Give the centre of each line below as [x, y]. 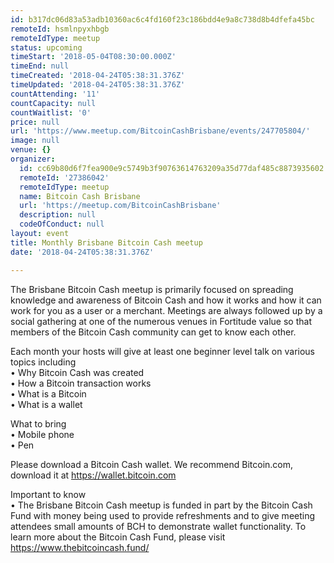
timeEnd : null [40, 66]
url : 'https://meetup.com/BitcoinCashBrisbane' [120, 206]
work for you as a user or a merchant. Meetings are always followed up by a [166, 310]
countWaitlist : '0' [51, 112]
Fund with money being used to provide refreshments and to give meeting [163, 515]
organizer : [33, 159]
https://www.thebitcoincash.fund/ [80, 547]
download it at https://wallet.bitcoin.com [93, 475]
